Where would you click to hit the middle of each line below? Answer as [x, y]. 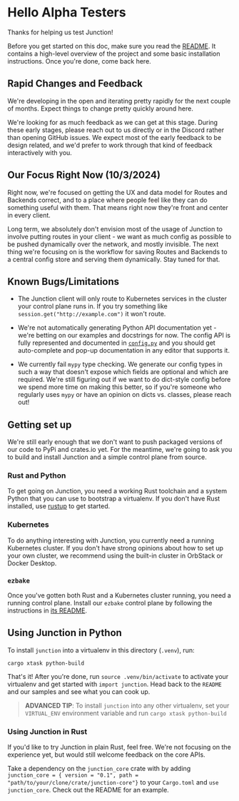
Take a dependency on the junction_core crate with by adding [99, 769]
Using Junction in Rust [47, 731]
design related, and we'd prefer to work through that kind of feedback [110, 145]
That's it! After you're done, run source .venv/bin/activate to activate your [118, 676]
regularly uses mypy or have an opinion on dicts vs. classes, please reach [124, 395]
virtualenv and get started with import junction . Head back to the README [115, 684]
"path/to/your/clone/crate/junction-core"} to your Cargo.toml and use [113, 782]
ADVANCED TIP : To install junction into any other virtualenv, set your [127, 705]
